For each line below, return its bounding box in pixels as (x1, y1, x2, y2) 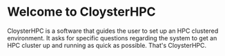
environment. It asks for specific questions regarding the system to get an (7, 33, 217, 42)
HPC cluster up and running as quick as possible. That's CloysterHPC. (7, 41, 207, 49)
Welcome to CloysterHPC (7, 4, 156, 20)
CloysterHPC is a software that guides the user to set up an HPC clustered (7, 27, 219, 35)
